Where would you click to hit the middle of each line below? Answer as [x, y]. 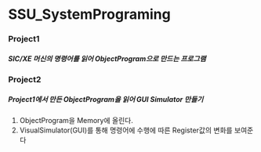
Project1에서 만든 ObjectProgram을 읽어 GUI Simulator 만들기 [106, 99]
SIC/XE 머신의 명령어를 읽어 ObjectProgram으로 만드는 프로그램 [107, 58]
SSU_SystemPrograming [89, 14]
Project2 [25, 80]
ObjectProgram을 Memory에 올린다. [76, 121]
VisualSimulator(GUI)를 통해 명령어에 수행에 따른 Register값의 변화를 [126, 130]
